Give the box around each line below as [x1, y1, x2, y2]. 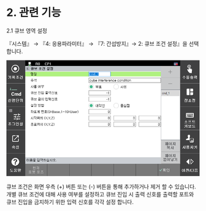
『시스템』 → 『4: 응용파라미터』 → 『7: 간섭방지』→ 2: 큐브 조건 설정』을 [6, 40, 188, 47]
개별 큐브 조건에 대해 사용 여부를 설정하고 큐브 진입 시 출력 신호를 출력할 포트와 [6, 190, 194, 198]
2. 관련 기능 [6, 6, 61, 20]
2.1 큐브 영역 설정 [6, 27, 48, 34]
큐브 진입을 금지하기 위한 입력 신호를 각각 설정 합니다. [6, 198, 134, 205]
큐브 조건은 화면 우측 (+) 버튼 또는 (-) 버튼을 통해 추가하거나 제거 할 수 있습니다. [6, 183, 196, 190]
